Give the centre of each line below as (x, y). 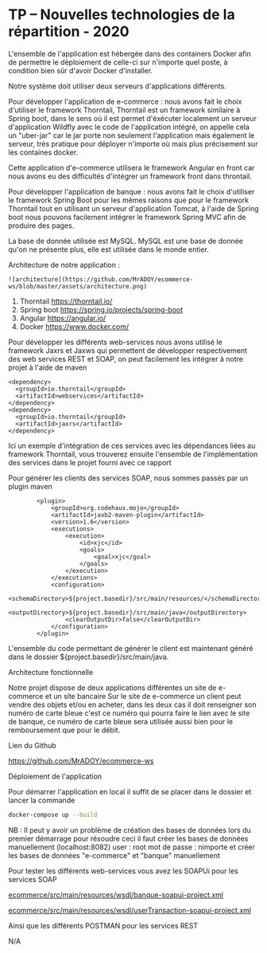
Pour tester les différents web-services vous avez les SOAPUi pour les (123, 871)
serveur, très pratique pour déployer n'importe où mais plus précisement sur (133, 143)
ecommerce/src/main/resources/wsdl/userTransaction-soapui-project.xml (130, 910)
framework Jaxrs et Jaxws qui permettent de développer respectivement (128, 350)
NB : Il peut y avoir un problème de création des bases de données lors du (130, 829)
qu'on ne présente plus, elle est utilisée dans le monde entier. (108, 249)
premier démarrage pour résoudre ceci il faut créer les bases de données (128, 838)
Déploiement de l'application (55, 776)
